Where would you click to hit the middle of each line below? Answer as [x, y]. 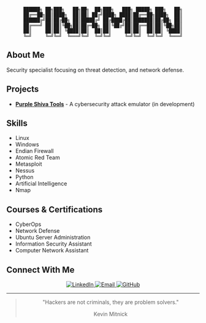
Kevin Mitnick [110, 314]
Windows [27, 144]
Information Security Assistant [53, 244]
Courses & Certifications [55, 209]
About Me [25, 55]
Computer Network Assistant [52, 251]
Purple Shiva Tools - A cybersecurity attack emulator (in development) [105, 104]
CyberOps [28, 224]
